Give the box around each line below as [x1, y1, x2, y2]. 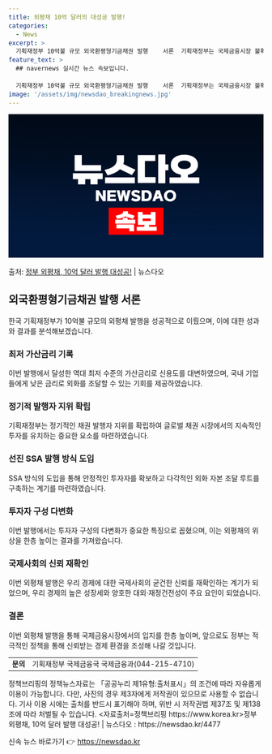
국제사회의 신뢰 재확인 [8, 558, 89, 569]
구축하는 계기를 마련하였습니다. [8, 483, 107, 493]
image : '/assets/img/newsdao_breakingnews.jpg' [8, 90, 172, 98]
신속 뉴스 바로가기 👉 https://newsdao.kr [8, 736, 141, 746]
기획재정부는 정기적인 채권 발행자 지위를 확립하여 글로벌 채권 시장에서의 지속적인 [8, 420, 261, 430]
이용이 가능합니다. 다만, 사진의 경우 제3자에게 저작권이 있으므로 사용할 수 [8, 688, 237, 698]
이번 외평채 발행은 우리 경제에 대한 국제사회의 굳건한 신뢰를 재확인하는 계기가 [8, 578, 251, 588]
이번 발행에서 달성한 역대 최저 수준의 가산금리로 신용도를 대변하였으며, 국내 [8, 368, 244, 378]
